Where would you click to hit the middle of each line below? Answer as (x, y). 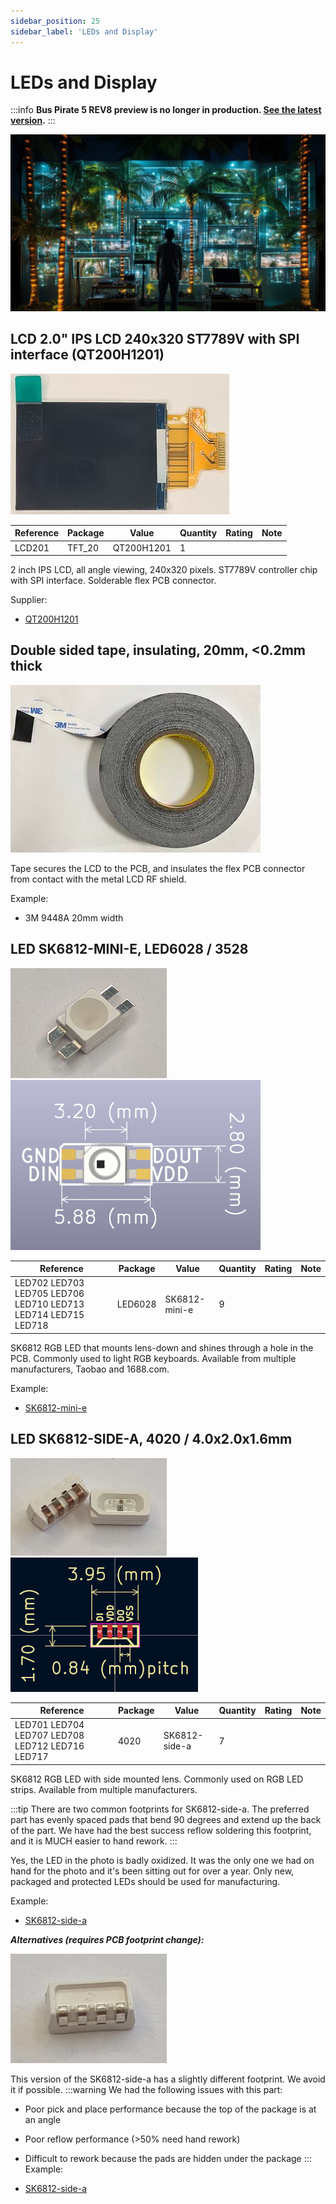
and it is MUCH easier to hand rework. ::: (94, 1841)
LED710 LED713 (49, 1304)
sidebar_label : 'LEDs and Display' (84, 31)
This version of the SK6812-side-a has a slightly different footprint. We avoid (168, 2079)
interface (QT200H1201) (87, 355)
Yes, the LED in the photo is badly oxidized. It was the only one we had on (162, 1860)
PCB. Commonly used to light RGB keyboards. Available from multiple (153, 1358)
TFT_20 (83, 547)
